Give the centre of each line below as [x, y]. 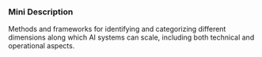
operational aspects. [42, 46]
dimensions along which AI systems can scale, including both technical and [131, 37]
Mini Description [41, 12]
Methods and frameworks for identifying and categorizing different [117, 29]
